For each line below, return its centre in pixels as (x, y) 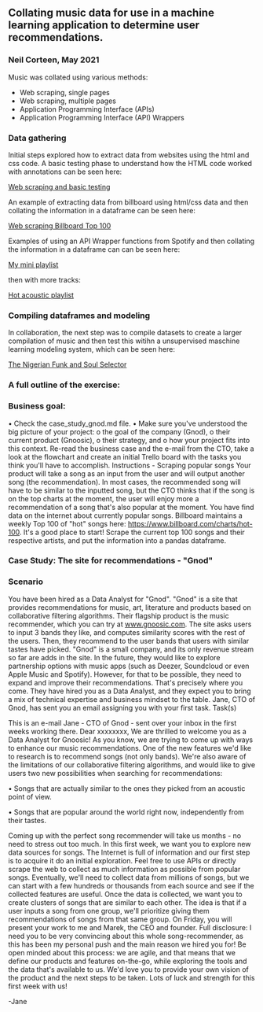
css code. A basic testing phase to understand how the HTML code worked (130, 163)
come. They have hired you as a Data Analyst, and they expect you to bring (130, 691)
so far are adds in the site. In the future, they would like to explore (114, 657)
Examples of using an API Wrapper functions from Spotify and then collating (131, 241)
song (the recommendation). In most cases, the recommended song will (124, 482)
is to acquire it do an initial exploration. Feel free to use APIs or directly (122, 860)
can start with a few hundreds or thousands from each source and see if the (131, 885)
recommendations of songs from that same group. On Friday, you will (120, 919)
